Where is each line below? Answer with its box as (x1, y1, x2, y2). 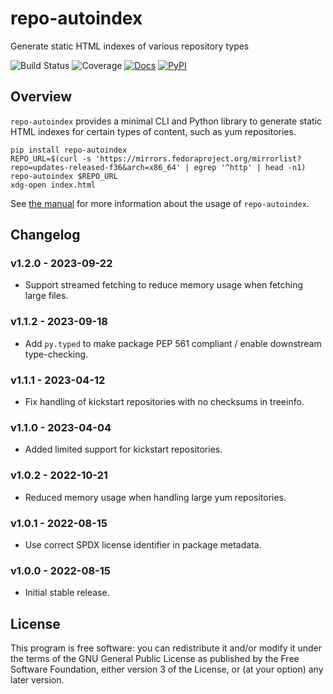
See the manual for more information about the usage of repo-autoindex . (10, 197, 310, 209)
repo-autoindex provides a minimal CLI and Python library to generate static (10, 115, 323, 127)
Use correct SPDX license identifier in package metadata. (24, 538, 262, 551)
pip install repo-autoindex (10, 145, 128, 155)
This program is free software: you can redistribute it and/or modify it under (10, 642, 322, 654)
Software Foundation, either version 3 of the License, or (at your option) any (10, 663, 324, 676)
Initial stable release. (24, 587, 110, 599)
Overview (10, 88, 73, 106)
